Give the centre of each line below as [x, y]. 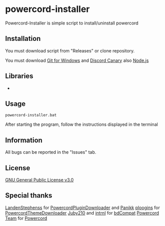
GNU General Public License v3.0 [39, 180]
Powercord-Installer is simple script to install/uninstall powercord [72, 23]
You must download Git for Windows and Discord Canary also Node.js [77, 60]
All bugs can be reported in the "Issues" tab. [51, 152]
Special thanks [29, 196]
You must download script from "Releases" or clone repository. [70, 50]
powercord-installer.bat [31, 115]
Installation [23, 39]
